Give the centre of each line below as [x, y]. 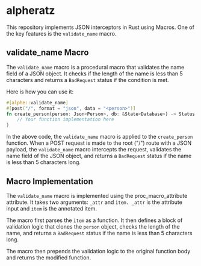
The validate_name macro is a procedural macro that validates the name [95, 67]
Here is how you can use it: [40, 92]
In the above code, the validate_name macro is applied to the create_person [100, 137]
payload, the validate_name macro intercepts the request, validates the [94, 150]
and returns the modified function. [49, 258]
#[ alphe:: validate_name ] [37, 103]
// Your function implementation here [66, 119]
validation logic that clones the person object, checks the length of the [93, 226]
